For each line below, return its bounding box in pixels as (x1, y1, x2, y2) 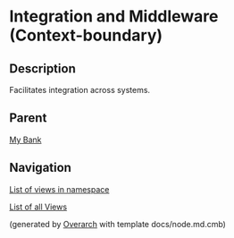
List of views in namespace (9, 183, 110, 194)
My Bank (9, 134, 42, 145)
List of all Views (9, 201, 68, 212)
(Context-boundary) (9, 25, 163, 46)
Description (9, 61, 76, 76)
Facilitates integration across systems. (9, 85, 150, 95)
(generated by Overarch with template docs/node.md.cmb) (9, 218, 226, 229)
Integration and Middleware (9, 6, 219, 27)
